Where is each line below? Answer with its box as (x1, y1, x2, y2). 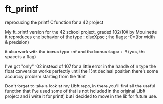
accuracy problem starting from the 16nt (5, 73, 86, 79)
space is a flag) (5, 53, 36, 59)
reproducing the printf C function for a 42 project (5, 19, 104, 25)
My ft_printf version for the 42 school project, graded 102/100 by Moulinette (5, 29, 157, 35)
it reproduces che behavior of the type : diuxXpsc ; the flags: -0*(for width (5, 34, 155, 40)
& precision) (5, 39, 29, 45)
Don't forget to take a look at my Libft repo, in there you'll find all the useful (5, 83, 156, 88)
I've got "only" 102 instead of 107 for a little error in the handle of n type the (5, 63, 156, 69)
